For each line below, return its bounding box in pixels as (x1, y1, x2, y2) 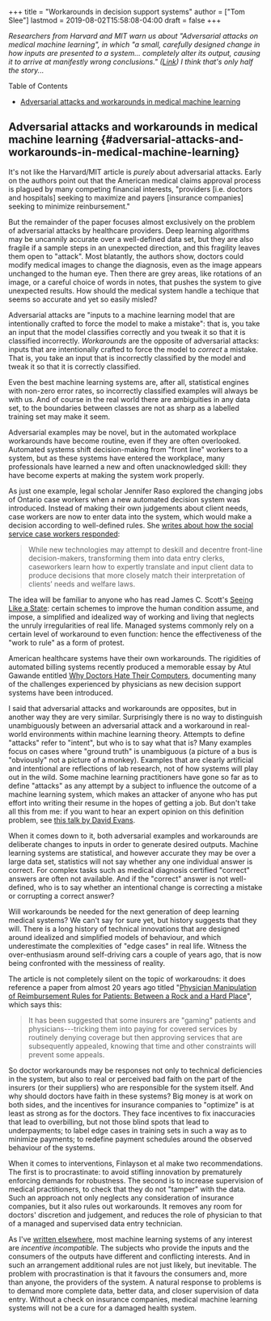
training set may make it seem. (8, 412, 111, 421)
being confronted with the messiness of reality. (8, 958, 166, 967)
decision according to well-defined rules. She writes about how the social (8, 520, 254, 530)
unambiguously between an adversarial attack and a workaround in (8, 720, 233, 730)
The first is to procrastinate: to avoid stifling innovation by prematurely (8, 1166, 243, 1176)
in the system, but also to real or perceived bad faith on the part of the (8, 1073, 243, 1083)
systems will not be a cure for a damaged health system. (8, 1302, 197, 1313)
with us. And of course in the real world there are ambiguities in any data (8, 394, 251, 404)
